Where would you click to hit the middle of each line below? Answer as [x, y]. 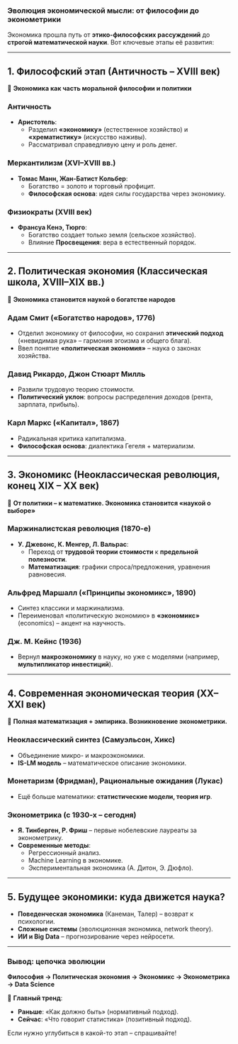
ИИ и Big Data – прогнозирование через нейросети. [96, 936]
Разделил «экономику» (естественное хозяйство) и [108, 130]
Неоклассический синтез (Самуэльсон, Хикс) [91, 740]
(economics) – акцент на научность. [72, 623]
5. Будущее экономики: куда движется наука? [116, 897]
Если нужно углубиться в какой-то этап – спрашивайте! [92, 1033]
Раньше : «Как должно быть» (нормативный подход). [98, 1012]
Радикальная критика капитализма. [72, 438]
